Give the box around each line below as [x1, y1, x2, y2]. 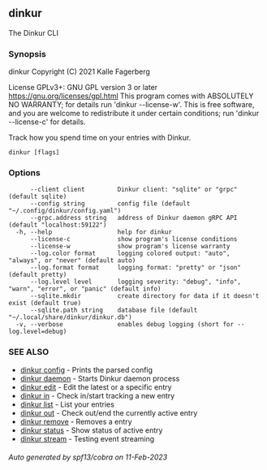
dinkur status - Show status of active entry [19, 425, 163, 435]
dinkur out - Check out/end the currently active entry [19, 407, 198, 417]
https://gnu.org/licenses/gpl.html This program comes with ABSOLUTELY [8, 91, 254, 101]
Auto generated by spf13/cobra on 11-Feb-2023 [8, 452, 168, 462]
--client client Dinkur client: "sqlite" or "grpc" [29, 186, 238, 194]
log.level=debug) [8, 328, 67, 336]
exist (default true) [8, 300, 82, 308]
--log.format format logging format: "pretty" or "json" [29, 264, 242, 272]
